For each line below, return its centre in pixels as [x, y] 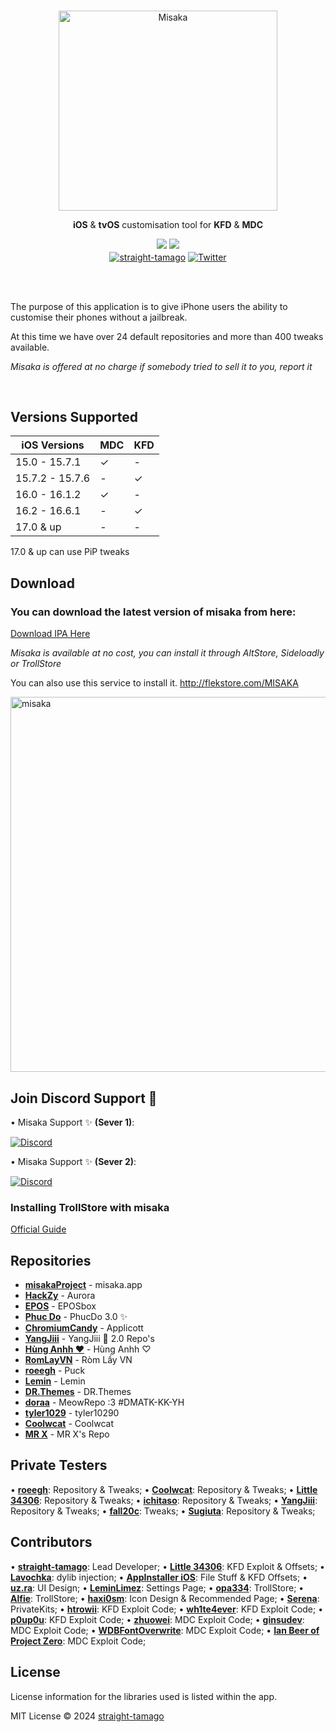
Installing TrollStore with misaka [90, 1207]
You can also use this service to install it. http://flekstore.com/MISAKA [154, 683]
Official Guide [38, 1229]
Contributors [51, 1542]
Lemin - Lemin [55, 1381]
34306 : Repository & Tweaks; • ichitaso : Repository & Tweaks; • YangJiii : [164, 1500]
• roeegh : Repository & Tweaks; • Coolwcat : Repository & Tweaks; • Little [164, 1489]
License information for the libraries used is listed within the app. [143, 1696]
